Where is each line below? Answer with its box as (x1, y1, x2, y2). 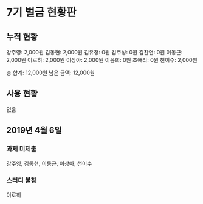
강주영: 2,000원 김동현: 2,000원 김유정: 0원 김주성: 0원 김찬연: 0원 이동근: (6, 49, 183, 56)
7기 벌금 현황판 (6, 5, 77, 19)
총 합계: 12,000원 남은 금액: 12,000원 (6, 69, 95, 76)
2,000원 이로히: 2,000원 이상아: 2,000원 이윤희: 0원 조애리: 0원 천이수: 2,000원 (6, 56, 198, 64)
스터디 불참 (6, 176, 37, 185)
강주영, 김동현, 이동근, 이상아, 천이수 (6, 160, 92, 167)
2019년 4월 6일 (6, 125, 62, 136)
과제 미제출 (6, 145, 37, 153)
